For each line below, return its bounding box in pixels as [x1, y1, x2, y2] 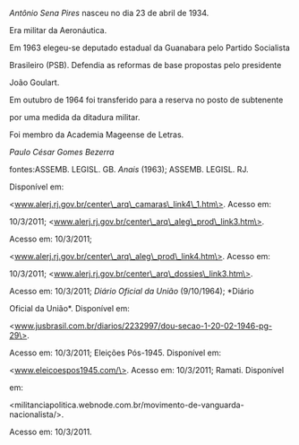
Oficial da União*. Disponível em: [9, 303, 130, 313]
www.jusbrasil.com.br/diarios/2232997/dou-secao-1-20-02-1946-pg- [14, 320, 273, 331]
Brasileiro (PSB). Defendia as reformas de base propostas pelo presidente [9, 60, 282, 70]
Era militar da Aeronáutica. [9, 25, 107, 35]
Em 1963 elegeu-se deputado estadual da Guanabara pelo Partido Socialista [9, 42, 291, 53]
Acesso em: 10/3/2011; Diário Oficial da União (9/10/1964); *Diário [9, 286, 254, 296]
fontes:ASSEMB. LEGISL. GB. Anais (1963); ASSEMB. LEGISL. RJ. [9, 164, 249, 174]
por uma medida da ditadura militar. [9, 112, 141, 122]
